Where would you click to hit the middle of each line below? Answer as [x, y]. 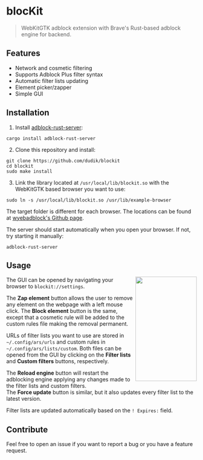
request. [17, 451]
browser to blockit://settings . [46, 286]
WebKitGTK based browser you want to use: [70, 189]
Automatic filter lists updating [52, 80]
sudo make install [29, 171]
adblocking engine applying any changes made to [68, 379]
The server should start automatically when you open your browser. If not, [98, 229]
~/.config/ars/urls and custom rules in [56, 342]
